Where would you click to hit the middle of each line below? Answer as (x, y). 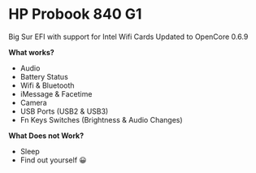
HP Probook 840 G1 (75, 14)
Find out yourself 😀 (53, 160)
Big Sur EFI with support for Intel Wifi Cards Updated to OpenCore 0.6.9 (128, 37)
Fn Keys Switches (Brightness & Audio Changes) (101, 119)
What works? (31, 52)
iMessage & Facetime (56, 93)
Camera (33, 102)
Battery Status (44, 76)
